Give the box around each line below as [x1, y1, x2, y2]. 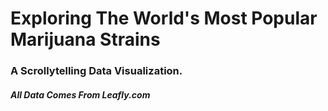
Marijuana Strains [10, 28, 161, 51]
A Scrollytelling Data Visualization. [10, 64, 183, 78]
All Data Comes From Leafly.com [10, 88, 151, 101]
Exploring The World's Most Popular [10, 7, 318, 30]
